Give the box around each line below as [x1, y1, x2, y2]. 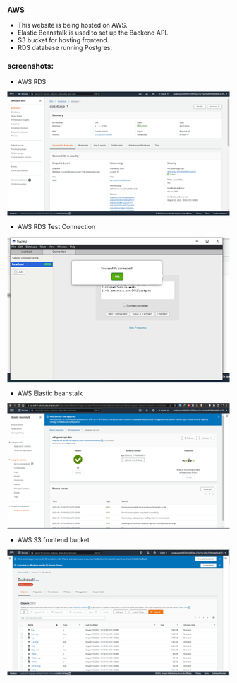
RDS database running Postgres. [17, 44, 113, 52]
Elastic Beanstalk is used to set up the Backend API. [17, 28, 169, 37]
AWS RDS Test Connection [17, 223, 96, 231]
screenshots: [7, 62, 54, 71]
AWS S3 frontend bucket [17, 535, 90, 544]
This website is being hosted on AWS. [17, 21, 128, 30]
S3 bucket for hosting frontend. [17, 36, 109, 45]
